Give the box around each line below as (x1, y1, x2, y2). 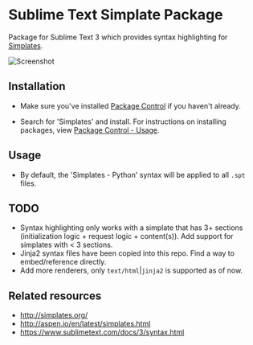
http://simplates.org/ (19, 310, 88, 320)
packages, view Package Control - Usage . (19, 125, 160, 134)
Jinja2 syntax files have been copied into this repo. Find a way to (19, 248, 235, 258)
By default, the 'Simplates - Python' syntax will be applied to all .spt (19, 170, 246, 179)
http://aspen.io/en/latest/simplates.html (19, 319, 151, 329)
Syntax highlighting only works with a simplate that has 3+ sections (19, 223, 243, 232)
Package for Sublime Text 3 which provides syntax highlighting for (8, 32, 228, 42)
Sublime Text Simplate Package (8, 6, 223, 24)
